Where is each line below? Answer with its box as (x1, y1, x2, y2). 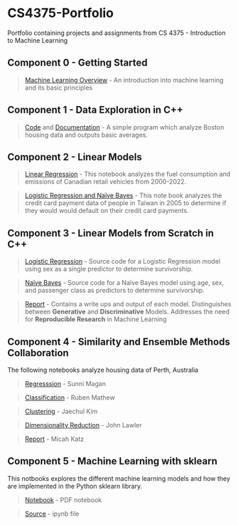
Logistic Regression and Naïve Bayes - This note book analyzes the (24, 191, 222, 200)
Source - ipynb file (24, 509, 80, 518)
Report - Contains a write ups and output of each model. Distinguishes (24, 300, 232, 308)
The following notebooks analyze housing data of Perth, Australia (7, 365, 199, 374)
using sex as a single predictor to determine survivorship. (24, 265, 193, 274)
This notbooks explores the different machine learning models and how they (7, 474, 231, 482)
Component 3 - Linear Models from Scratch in (7, 227, 215, 239)
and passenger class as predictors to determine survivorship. (24, 286, 205, 295)
